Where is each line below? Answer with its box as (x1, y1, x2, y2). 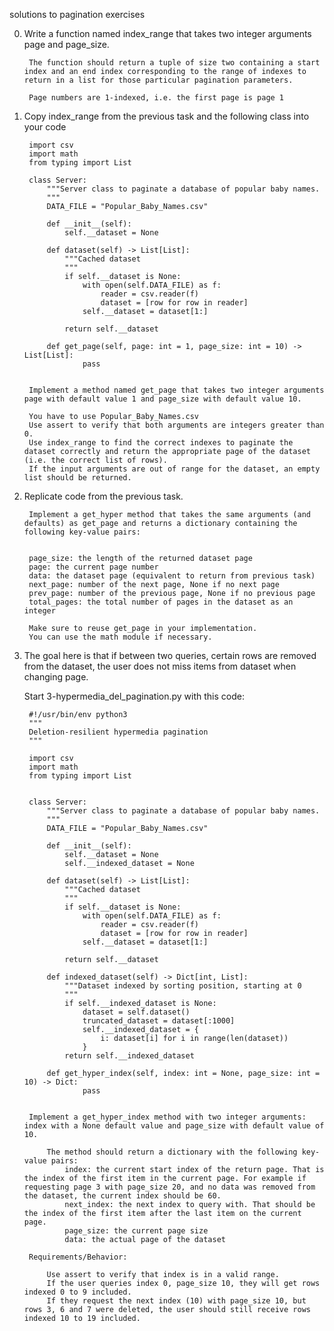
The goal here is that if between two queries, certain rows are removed (23, 650, 317, 661)
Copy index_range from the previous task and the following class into (23, 110, 310, 122)
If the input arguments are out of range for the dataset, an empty (28, 464, 321, 474)
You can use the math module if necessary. (28, 632, 213, 642)
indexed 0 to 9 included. (23, 1287, 132, 1297)
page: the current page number (28, 562, 159, 572)
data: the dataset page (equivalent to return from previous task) (28, 571, 316, 581)
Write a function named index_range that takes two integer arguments (23, 28, 312, 39)
